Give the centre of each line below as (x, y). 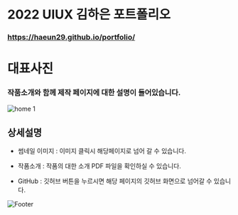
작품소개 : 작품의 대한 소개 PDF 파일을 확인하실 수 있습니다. (99, 166)
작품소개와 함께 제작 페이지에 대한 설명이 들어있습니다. (94, 93)
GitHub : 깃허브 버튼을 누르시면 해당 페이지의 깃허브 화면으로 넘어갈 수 (115, 181)
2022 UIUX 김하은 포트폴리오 (89, 15)
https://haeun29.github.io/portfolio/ (71, 38)
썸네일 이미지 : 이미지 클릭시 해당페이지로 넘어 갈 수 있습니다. (102, 151)
